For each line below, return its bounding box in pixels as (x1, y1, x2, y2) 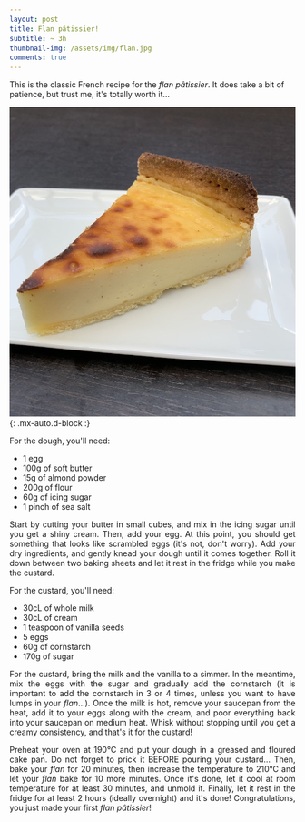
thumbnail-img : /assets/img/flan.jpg (9, 44, 152, 53)
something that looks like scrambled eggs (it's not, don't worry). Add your (9, 538, 296, 549)
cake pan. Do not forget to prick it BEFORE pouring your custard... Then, (9, 754, 296, 765)
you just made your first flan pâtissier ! (9, 802, 152, 813)
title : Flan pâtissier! (9, 24, 100, 34)
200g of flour (22, 482, 73, 492)
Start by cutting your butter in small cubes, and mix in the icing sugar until (9, 519, 296, 530)
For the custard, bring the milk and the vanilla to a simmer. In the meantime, (9, 668, 296, 679)
